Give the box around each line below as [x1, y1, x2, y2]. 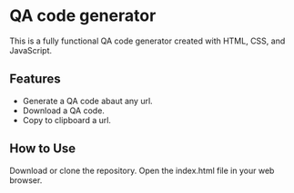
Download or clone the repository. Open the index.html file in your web [9, 165, 275, 176]
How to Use [9, 141, 76, 157]
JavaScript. [9, 44, 53, 55]
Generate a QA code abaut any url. [22, 95, 153, 106]
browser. [9, 174, 43, 186]
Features [9, 72, 61, 87]
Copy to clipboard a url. [22, 114, 112, 125]
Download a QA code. [22, 105, 105, 116]
